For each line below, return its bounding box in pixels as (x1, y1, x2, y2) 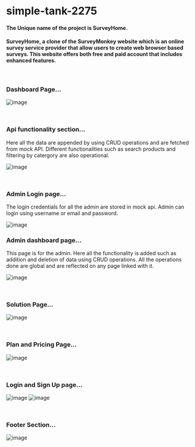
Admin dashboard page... (6, 236, 82, 244)
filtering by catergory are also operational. (6, 151, 110, 159)
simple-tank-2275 (6, 4, 97, 18)
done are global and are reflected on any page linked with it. (6, 262, 154, 270)
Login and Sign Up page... (6, 381, 83, 389)
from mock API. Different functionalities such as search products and (6, 145, 176, 152)
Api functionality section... (6, 125, 85, 134)
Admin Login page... (6, 189, 67, 198)
